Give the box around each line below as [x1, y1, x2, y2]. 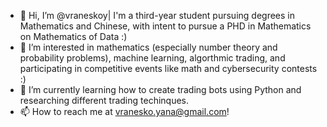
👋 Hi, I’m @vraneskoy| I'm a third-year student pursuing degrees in [19, 10, 296, 21]
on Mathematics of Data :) [19, 31, 128, 42]
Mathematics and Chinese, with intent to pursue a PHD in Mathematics [19, 20, 312, 32]
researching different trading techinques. [19, 95, 190, 106]
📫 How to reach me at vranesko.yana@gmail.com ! [19, 106, 230, 117]
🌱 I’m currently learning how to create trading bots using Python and [19, 84, 302, 95]
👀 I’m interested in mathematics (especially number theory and [19, 41, 278, 53]
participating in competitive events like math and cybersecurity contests [19, 63, 318, 74]
